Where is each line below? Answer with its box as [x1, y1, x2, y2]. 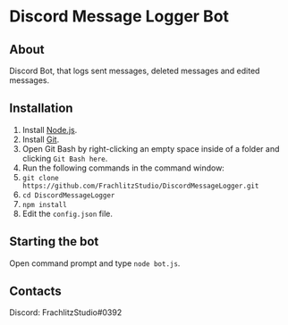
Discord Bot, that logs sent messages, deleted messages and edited [9, 65, 260, 76]
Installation [9, 101, 73, 116]
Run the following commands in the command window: [21, 162, 225, 173]
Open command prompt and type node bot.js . [9, 257, 181, 269]
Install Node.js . [21, 124, 78, 135]
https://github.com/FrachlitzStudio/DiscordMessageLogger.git [21, 181, 259, 190]
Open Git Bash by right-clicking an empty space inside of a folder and [21, 143, 280, 154]
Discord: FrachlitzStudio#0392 [9, 307, 123, 318]
